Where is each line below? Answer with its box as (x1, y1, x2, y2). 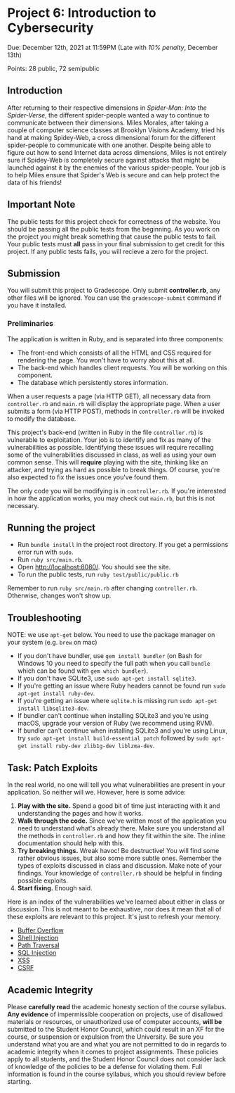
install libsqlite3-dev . (17, 704, 89, 712)
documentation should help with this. (17, 839, 125, 847)
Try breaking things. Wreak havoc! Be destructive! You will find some (17, 847, 220, 855)
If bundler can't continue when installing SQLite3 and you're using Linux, (17, 726, 228, 735)
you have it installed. (7, 301, 67, 310)
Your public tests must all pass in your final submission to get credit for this (7, 239, 225, 248)
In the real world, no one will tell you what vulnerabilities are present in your (7, 781, 226, 789)
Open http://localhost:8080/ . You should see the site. (17, 563, 171, 571)
